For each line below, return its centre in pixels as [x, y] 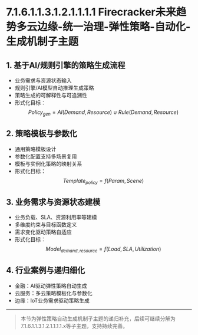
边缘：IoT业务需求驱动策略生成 [52, 300]
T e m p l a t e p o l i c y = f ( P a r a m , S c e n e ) [103, 181]
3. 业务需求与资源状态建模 [53, 202]
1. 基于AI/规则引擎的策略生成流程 [66, 65]
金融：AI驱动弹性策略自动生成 [51, 285]
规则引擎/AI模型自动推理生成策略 [54, 88]
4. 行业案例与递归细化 [46, 270]
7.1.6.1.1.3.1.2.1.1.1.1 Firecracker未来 [91, 12]
